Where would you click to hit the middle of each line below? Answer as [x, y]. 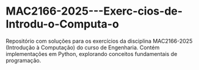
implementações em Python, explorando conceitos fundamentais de [92, 54]
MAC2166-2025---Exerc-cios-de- [94, 11]
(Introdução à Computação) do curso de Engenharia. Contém [83, 47]
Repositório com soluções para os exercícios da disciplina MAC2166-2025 [99, 41]
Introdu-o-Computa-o [63, 24]
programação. [24, 60]
